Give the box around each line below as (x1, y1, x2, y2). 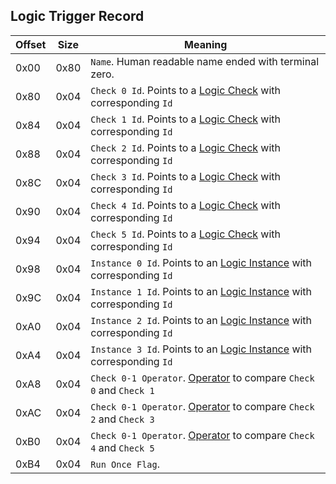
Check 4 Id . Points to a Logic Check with (90, 198, 282, 212)
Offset (15, 37, 47, 51)
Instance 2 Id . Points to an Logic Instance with (90, 313, 313, 327)
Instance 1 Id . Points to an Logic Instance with (90, 284, 313, 298)
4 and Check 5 (90, 440, 155, 454)
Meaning (184, 37, 228, 51)
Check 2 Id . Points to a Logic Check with (90, 140, 282, 154)
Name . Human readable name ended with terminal (90, 54, 319, 68)
